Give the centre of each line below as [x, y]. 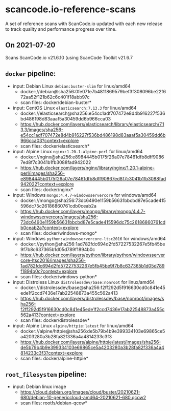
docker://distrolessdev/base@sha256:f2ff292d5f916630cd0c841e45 [93, 287]
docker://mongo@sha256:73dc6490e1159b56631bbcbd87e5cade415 [93, 200]
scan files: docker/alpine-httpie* [54, 358]
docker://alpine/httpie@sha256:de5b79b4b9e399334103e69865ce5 [93, 331]
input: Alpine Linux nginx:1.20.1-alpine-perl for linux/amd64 [78, 151]
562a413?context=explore [48, 315]
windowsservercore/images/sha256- [59, 217]
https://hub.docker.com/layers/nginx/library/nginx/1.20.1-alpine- [87, 168]
